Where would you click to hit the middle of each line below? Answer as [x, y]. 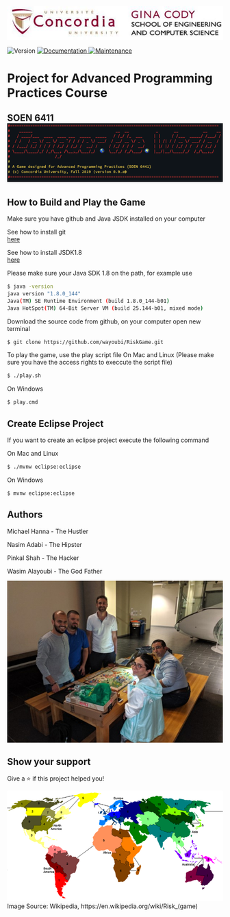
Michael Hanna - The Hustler [48, 531]
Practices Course [57, 93]
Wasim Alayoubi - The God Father [55, 571]
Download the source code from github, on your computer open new [104, 321]
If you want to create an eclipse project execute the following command [108, 440]
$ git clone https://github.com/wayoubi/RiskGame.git [86, 342]
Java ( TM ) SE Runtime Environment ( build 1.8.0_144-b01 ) [88, 301]
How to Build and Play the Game [76, 202]
